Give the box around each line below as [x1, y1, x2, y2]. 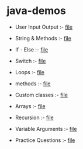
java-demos [6, 4, 66, 18]
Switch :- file [15, 57, 46, 64]
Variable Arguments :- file [15, 125, 77, 132]
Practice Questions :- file [15, 136, 75, 144]
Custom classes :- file [15, 91, 68, 98]
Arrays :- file [15, 102, 46, 109]
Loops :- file [15, 68, 44, 75]
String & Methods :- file [15, 34, 72, 41]
